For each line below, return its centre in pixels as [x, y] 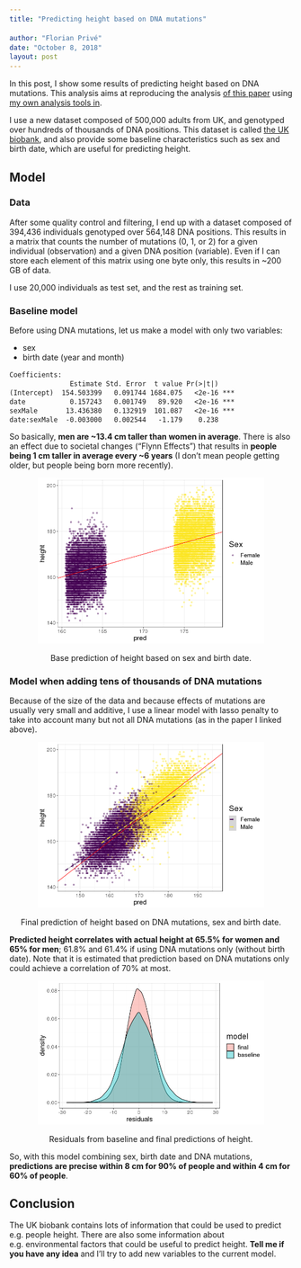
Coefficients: [36, 375]
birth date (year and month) [73, 357]
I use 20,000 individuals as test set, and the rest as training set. [127, 287]
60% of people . [39, 1175]
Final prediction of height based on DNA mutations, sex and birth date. [151, 923]
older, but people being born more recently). [91, 465]
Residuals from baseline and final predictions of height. [151, 1139]
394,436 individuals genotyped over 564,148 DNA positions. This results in [148, 232]
